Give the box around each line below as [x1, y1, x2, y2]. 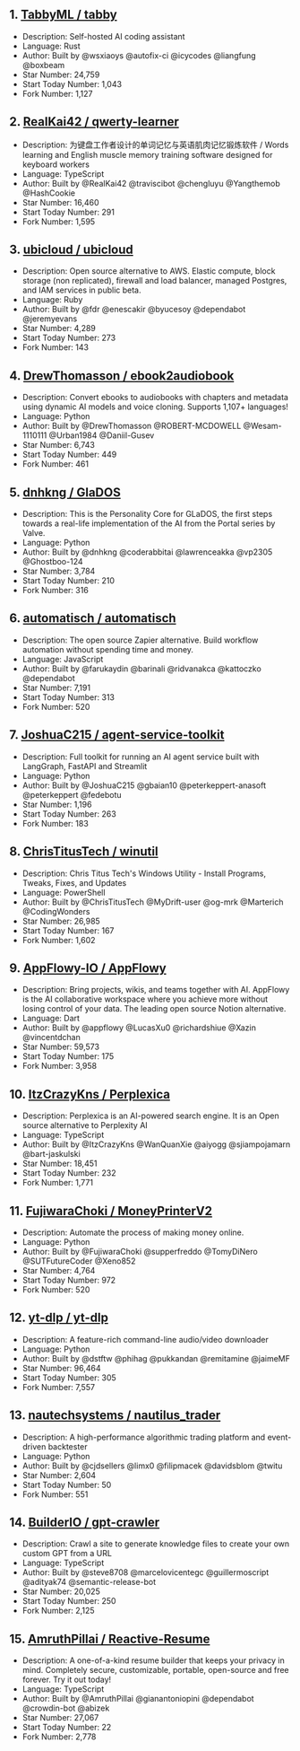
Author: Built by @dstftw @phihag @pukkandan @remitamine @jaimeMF [21, 1353, 291, 1363]
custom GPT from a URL [21, 1548, 112, 1559]
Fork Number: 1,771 [21, 1178, 94, 1188]
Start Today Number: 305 [21, 1372, 116, 1383]
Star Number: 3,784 [21, 565, 96, 577]
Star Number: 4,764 [21, 1265, 96, 1275]
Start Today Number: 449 [21, 449, 117, 460]
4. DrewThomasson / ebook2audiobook [9, 368, 235, 383]
